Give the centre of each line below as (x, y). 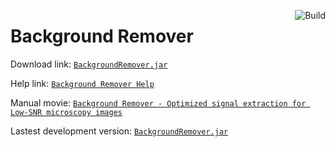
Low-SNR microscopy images (66, 112)
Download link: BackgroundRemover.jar (89, 64)
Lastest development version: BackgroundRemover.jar (119, 131)
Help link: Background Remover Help (82, 83)
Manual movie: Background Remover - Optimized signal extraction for (158, 102)
